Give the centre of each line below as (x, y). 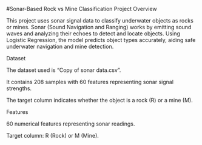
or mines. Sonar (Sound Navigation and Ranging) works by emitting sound (99, 27)
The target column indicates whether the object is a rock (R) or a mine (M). (99, 100)
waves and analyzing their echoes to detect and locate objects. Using (93, 34)
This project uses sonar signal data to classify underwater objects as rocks (100, 20)
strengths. (19, 88)
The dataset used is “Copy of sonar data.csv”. (64, 70)
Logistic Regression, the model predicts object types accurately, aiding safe (101, 40)
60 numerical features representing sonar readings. (71, 124)
